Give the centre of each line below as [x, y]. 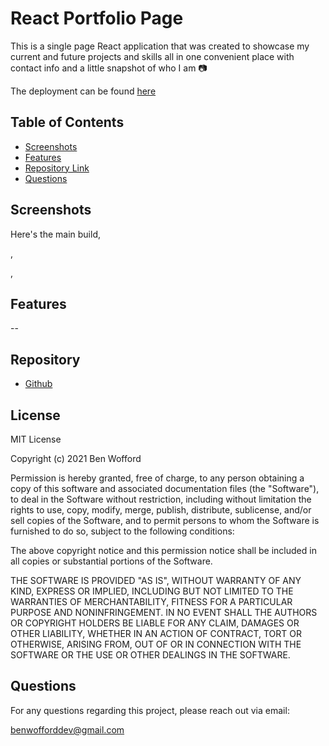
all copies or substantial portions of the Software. [111, 561]
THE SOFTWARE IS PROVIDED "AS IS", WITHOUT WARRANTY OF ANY [156, 580]
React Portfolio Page [97, 18]
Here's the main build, [56, 234]
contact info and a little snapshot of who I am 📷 [109, 68]
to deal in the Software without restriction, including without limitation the [161, 499]
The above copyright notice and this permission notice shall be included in [163, 550]
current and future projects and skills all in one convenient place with [152, 56]
